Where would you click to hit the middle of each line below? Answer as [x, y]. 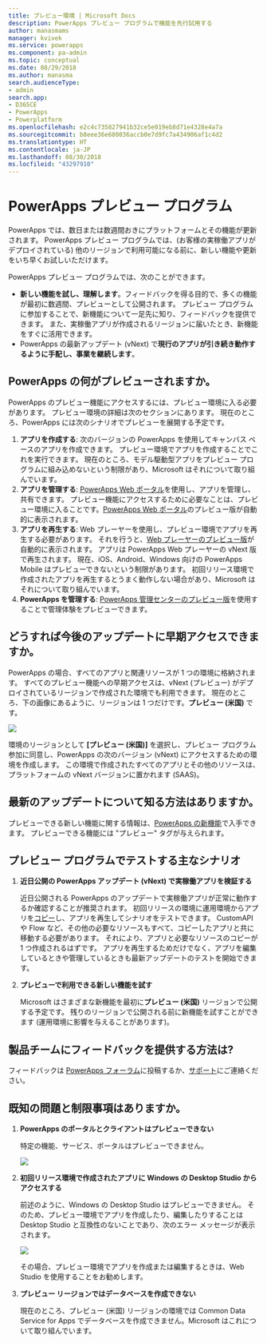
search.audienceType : [44, 82]
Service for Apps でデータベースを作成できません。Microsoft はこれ [131, 1321]
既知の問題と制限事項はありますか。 [97, 1108]
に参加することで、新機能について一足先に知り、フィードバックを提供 [134, 314]
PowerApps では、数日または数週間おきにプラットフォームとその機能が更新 [133, 230]
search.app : [28, 98]
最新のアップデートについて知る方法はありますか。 [133, 802]
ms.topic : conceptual [44, 61]
